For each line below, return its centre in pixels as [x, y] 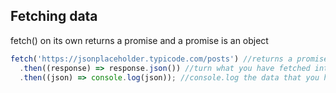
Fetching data [54, 16]
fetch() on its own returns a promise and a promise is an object [139, 40]
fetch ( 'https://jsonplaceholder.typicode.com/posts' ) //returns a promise [169, 59]
